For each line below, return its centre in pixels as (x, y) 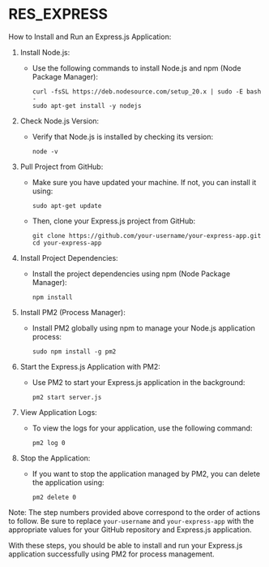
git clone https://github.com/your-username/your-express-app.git (147, 236)
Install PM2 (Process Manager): (73, 312)
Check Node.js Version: (60, 121)
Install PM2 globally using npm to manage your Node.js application (143, 328)
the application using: (68, 482)
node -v (45, 151)
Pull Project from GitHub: (62, 167)
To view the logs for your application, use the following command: (142, 428)
